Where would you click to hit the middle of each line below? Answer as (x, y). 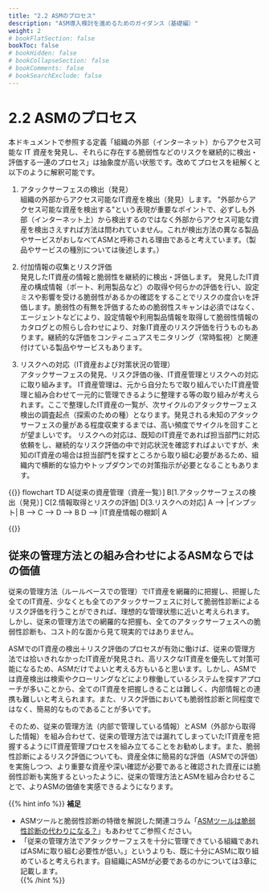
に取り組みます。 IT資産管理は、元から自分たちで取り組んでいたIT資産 (136, 384)
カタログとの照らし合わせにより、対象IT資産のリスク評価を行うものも (135, 327)
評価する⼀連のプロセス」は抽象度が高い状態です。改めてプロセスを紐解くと (134, 162)
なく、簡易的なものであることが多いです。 (85, 709)
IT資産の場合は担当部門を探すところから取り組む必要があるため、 (143, 455)
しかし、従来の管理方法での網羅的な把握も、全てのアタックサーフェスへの (131, 622)
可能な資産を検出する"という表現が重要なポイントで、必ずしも (145, 209)
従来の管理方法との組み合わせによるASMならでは (131, 555)
